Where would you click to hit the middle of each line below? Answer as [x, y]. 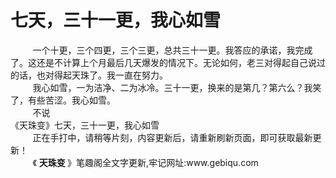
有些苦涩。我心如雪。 [71, 100]
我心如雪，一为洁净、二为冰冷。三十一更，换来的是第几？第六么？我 [172, 87]
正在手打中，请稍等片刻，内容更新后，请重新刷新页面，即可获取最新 [172, 137]
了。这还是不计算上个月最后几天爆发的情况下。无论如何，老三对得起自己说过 [168, 62]
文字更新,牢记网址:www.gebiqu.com [185, 162]
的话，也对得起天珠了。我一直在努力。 [89, 75]
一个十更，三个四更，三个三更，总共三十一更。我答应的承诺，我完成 [172, 50]
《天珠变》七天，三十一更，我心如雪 [85, 125]
